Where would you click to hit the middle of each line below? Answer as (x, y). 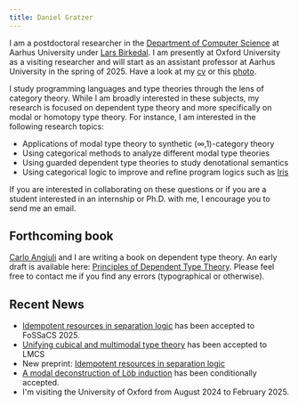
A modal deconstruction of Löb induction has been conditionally (140, 373)
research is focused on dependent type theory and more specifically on (141, 107)
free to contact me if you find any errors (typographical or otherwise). (137, 276)
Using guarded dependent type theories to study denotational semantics (155, 162)
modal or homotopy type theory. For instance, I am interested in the (133, 117)
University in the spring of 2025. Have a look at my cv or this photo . (133, 71)
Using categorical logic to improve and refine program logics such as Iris (155, 172)
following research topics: (56, 126)
